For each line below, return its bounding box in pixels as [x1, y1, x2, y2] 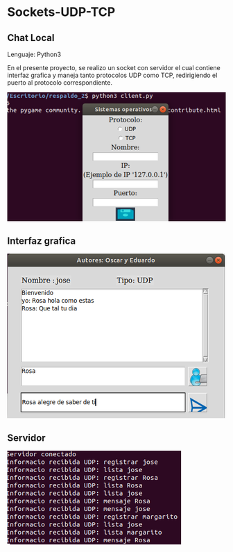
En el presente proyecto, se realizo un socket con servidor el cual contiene [7, 64, 221, 72]
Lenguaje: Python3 [7, 50, 61, 58]
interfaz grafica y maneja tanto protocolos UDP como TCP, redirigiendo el [7, 71, 218, 79]
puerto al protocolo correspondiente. [7, 78, 113, 87]
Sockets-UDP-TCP [7, 4, 116, 20]
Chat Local [7, 32, 55, 44]
